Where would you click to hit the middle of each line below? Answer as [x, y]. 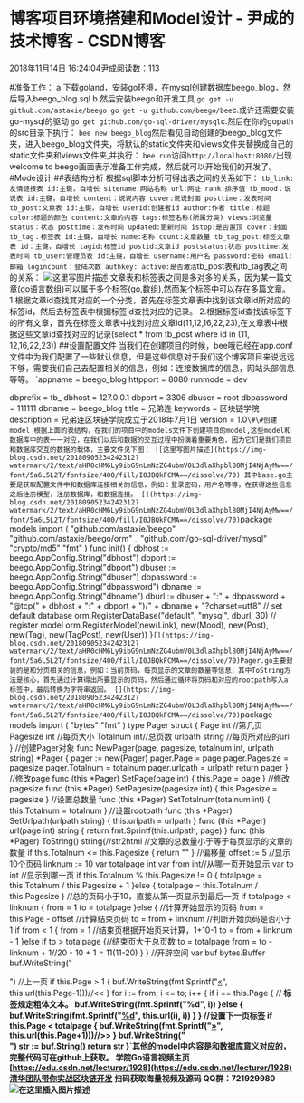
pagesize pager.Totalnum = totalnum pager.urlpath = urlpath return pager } [149, 767]
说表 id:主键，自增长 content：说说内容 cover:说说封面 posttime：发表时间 [140, 198]
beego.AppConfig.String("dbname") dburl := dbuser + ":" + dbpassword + [148, 596]
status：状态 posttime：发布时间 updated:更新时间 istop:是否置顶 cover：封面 [148, 227]
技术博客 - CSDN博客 [87, 41]
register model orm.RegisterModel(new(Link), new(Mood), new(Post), [139, 625]
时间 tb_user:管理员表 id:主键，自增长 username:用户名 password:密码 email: [154, 256]
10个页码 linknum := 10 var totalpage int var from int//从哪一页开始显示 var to [152, 863]
